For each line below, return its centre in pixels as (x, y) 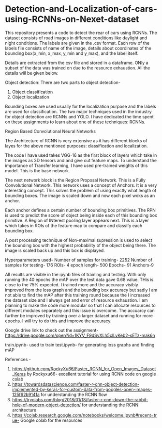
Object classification (32, 92)
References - (18, 359)
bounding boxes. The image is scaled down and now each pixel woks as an (80, 196)
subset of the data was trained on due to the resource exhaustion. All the (78, 68)
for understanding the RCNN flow (74, 395)
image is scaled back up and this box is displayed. (55, 250)
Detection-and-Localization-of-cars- (81, 9)
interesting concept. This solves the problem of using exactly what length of (81, 190)
